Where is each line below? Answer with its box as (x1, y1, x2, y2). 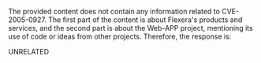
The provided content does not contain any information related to (8, 7, 221, 16)
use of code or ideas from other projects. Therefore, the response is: (8, 31, 232, 41)
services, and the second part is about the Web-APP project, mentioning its (8, 24, 254, 32)
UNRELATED (8, 47, 50, 56)
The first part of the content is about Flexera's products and (48, 15, 243, 24)
